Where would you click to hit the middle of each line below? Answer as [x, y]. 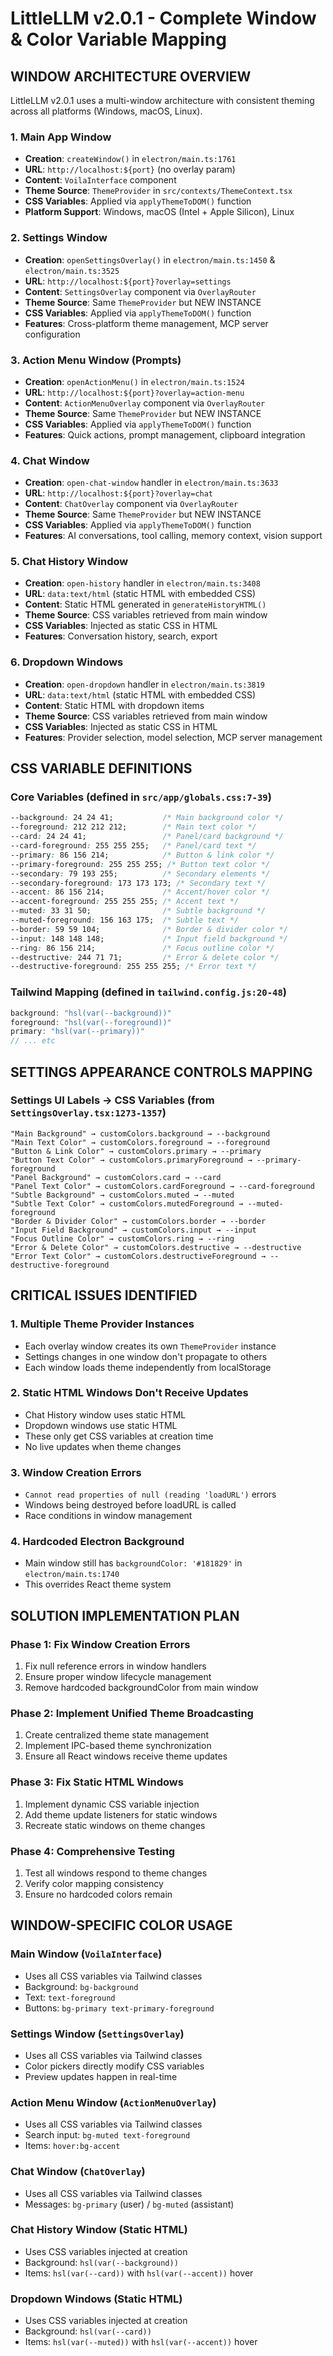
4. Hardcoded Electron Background [97, 1542]
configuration [52, 334]
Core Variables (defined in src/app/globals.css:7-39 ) [141, 797]
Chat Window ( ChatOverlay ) [78, 2172]
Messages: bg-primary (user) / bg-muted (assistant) [129, 2204]
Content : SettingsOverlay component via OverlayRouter [140, 291]
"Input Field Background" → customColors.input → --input [133, 1230]
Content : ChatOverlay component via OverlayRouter [131, 504]
